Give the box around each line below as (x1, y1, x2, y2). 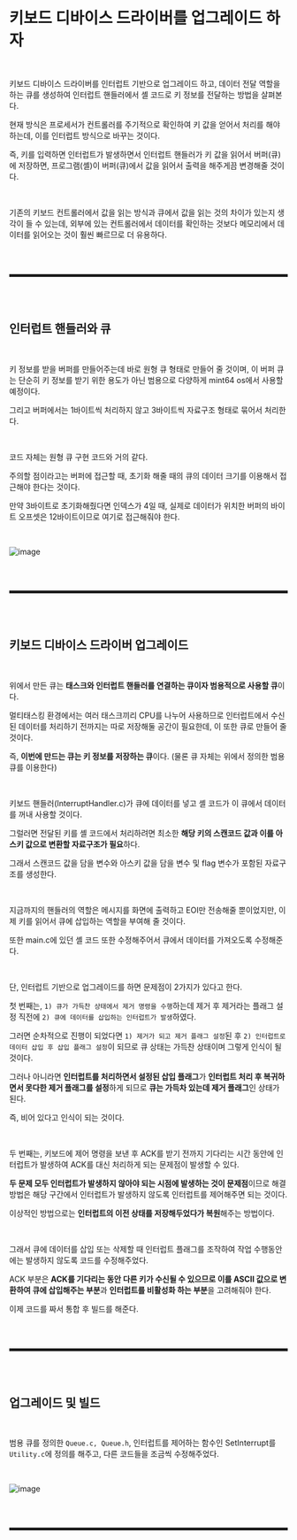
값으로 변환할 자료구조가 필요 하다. (25, 838, 141, 850)
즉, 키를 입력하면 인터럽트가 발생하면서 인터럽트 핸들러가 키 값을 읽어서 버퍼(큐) (9, 149, 281, 159)
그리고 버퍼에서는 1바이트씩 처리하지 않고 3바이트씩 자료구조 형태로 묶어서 (9, 404, 263, 415)
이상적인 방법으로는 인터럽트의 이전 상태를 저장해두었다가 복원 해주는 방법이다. (9, 1207, 275, 1218)
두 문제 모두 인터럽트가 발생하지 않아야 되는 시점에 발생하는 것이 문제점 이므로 (9, 1178, 270, 1189)
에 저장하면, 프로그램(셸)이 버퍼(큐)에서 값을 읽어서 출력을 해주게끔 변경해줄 (9, 160, 269, 171)
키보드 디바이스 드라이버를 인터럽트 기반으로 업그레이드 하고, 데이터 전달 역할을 (9, 78, 281, 89)
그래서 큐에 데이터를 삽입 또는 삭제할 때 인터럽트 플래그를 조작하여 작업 (9, 1244, 252, 1254)
